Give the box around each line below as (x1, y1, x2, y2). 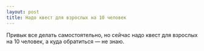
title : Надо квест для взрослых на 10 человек (6, 15, 127, 21)
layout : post (6, 8, 40, 15)
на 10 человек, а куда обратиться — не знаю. (6, 38, 125, 45)
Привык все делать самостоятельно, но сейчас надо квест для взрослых (6, 31, 198, 38)
